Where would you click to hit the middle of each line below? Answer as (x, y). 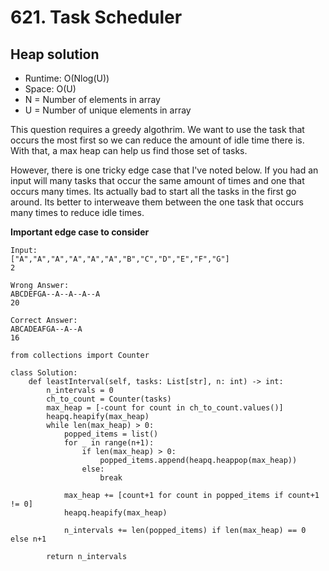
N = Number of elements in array (92, 99)
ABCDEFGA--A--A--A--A (55, 294)
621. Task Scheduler (96, 17)
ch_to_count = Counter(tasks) (109, 399)
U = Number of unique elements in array (108, 110)
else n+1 (28, 539)
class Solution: (44, 373)
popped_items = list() (111, 434)
